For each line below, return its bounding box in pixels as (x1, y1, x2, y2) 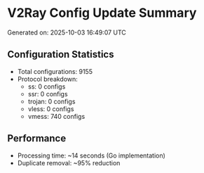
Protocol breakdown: (17, 75, 79, 83)
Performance (7, 132, 67, 145)
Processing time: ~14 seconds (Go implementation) (17, 151, 166, 160)
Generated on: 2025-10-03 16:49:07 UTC (7, 28, 126, 37)
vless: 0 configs (27, 104, 74, 113)
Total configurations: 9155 (17, 67, 93, 75)
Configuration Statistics (7, 49, 114, 60)
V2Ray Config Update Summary (7, 5, 197, 21)
